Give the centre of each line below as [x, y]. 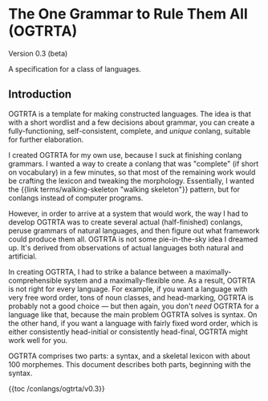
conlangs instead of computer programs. [76, 197]
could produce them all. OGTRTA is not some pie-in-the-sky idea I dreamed [133, 239]
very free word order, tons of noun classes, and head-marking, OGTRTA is [131, 297]
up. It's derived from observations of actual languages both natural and [126, 247]
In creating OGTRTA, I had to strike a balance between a [101, 271]
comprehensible [35, 280]
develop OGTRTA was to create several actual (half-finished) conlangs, [126, 221]
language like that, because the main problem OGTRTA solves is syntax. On [133, 314]
